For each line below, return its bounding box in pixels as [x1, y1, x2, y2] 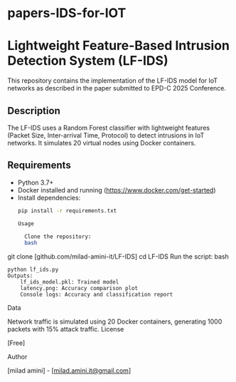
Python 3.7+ [17, 178, 54, 187]
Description [7, 105, 60, 117]
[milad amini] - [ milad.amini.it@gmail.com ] [7, 366, 132, 375]
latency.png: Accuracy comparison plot [20, 285, 139, 292]
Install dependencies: [17, 193, 81, 202]
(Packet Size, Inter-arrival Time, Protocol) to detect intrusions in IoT [7, 130, 205, 140]
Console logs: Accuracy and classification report [20, 291, 173, 299]
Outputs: [7, 272, 33, 279]
